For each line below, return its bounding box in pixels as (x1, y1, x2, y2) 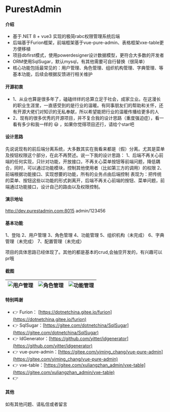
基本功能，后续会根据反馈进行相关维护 (12, 71, 93, 77)
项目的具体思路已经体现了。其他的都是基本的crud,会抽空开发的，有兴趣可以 (5, 249, 163, 255)
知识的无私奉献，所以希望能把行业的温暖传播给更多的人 (44, 109, 159, 115)
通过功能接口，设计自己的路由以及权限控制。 (9, 183, 103, 190)
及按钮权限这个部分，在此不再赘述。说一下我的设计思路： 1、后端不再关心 (5, 152, 159, 158)
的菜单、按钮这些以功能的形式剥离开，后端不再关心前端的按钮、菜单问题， (5, 177, 160, 183)
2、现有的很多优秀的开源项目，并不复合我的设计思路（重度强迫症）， (12, 115, 155, 121)
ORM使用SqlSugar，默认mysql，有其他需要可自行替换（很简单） (12, 59, 148, 65)
